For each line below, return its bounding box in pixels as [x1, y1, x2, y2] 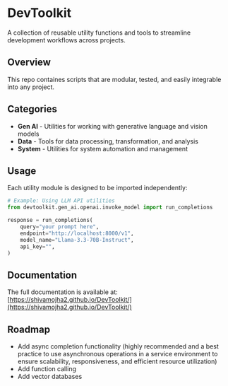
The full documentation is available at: [7, 288, 118, 296]
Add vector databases [17, 373, 83, 380]
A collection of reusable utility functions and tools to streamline [7, 28, 191, 37]
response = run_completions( [7, 217, 93, 224]
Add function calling [17, 365, 76, 373]
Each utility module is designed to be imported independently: [7, 184, 188, 192]
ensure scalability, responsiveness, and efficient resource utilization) [17, 357, 217, 365]
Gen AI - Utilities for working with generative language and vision [17, 122, 208, 130]
